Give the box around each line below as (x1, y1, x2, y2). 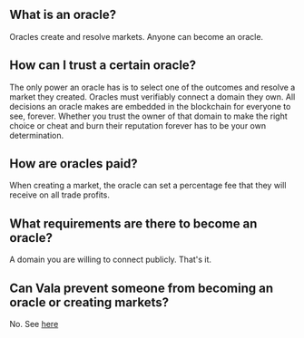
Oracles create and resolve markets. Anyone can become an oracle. (9, 31, 264, 42)
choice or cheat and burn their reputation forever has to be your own (9, 120, 266, 130)
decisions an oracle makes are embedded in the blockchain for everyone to (9, 101, 291, 111)
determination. (9, 130, 64, 140)
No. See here (9, 319, 59, 330)
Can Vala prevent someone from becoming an (9, 280, 274, 295)
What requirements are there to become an (9, 216, 258, 231)
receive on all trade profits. (9, 189, 111, 200)
